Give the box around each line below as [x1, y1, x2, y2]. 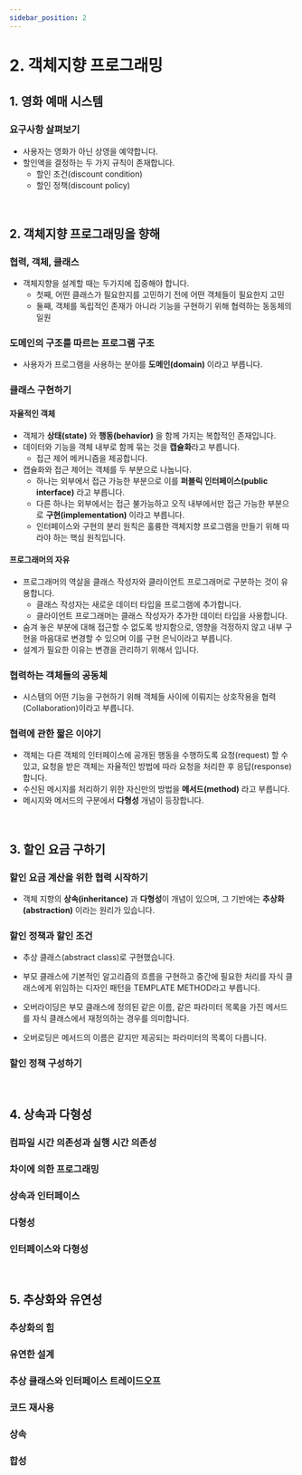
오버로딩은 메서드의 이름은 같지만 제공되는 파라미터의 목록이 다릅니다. [22, 1032, 267, 1043]
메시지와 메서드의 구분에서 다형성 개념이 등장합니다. [22, 795, 204, 806]
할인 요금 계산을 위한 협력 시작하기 [9, 871, 149, 883]
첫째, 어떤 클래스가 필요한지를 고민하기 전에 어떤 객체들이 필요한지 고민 [35, 289, 285, 300]
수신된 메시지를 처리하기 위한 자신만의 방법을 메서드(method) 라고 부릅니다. [22, 784, 290, 795]
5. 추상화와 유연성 [9, 1292, 103, 1307]
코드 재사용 [9, 1402, 55, 1414]
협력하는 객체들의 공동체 [9, 669, 109, 681]
